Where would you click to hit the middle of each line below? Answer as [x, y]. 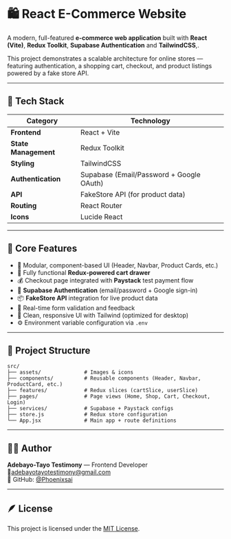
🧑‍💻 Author [30, 448]
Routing [24, 205]
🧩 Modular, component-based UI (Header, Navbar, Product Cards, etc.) [118, 265]
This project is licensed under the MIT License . [74, 528]
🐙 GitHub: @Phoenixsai [40, 480]
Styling [23, 163]
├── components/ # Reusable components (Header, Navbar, [104, 378]
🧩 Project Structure [49, 350]
